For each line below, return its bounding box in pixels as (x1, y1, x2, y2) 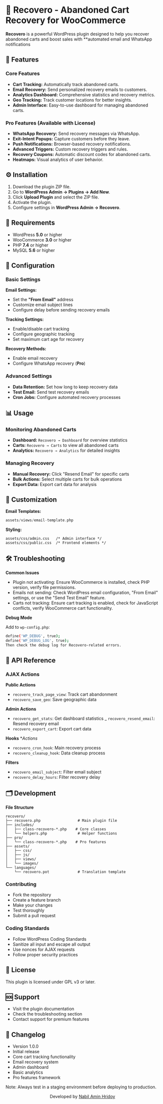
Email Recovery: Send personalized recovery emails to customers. (12, 87, 147, 92)
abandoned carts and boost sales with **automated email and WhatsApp (5, 36, 153, 42)
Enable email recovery (12, 355, 58, 361)
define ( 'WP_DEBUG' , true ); (5, 634, 61, 639)
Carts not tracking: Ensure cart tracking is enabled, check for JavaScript (12, 600, 158, 606)
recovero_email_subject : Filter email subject (12, 769, 102, 775)
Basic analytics (12, 1069, 43, 1075)
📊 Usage (5, 409, 34, 417)
